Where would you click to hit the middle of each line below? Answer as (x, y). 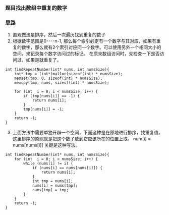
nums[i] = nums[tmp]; (55, 186)
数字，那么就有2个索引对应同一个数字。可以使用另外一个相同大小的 (91, 47)
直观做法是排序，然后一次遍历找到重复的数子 (59, 35)
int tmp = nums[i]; (52, 181)
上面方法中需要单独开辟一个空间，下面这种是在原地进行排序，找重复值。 (88, 133)
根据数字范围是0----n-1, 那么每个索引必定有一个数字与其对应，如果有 (84, 41)
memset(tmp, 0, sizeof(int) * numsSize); (58, 78)
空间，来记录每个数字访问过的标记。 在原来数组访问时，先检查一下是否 (86, 53)
